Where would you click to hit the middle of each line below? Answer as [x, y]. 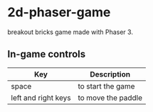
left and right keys [41, 98]
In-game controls [47, 54]
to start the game [106, 86]
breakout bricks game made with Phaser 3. [70, 32]
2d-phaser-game [59, 12]
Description [110, 74]
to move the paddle [110, 98]
